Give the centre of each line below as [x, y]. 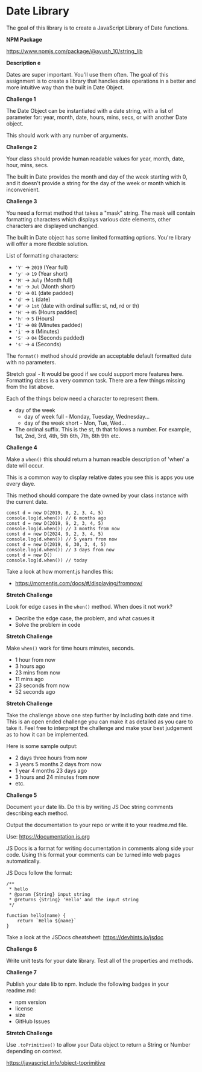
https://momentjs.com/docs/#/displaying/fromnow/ [79, 583]
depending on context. [34, 1051]
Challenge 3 [22, 201]
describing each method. [37, 813]
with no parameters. [31, 362]
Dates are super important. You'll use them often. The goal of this [87, 74]
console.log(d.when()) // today [47, 560]
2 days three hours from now [51, 758]
